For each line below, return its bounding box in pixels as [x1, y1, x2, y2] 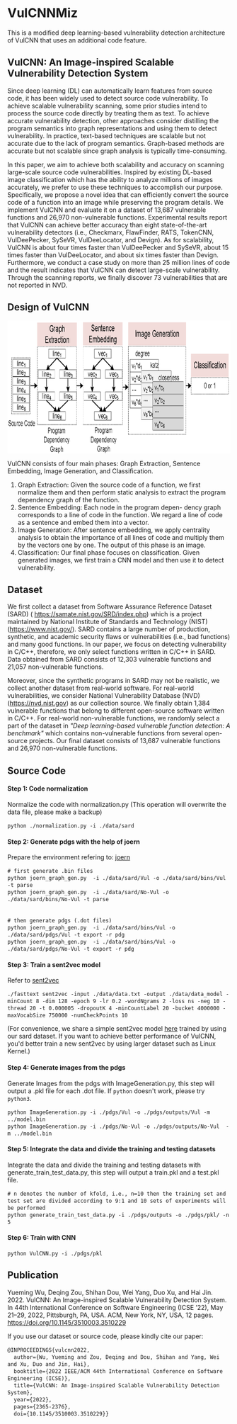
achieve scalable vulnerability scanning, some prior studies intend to [7, 101, 207, 110]
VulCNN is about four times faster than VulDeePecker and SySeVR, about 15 [7, 243, 229, 252]
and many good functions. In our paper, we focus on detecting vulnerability [7, 640, 227, 649]
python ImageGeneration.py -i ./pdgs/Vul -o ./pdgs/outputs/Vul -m [7, 1109, 211, 1116]
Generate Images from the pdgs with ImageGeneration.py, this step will [7, 1079, 214, 1087]
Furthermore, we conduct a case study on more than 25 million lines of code [7, 258, 230, 266]
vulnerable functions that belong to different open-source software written [7, 706, 225, 715]
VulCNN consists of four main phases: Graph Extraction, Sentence [7, 459, 201, 468]
